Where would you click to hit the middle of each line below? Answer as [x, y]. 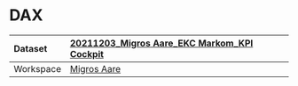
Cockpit [87, 54]
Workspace [38, 68]
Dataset [31, 48]
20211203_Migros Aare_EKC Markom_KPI [161, 43]
